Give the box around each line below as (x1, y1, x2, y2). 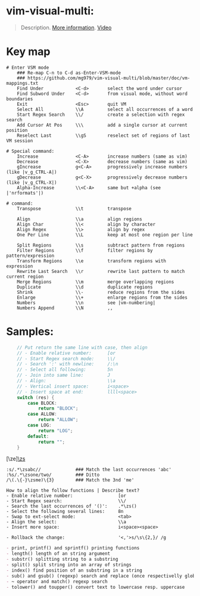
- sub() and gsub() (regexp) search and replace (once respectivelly (6, 573, 183, 579)
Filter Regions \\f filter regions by (17, 247, 153, 253)
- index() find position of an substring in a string (6, 567, 143, 573)
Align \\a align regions (17, 216, 143, 222)
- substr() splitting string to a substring (6, 557, 118, 563)
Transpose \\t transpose (17, 205, 132, 211)
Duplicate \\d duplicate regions (17, 284, 153, 290)
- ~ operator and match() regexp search (6, 578, 108, 585)
